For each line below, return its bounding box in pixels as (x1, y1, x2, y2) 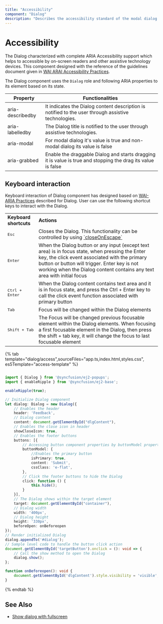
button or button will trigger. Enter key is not (38, 260, 139, 267)
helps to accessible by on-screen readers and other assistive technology (5, 58, 151, 64)
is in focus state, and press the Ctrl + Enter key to (38, 286, 151, 293)
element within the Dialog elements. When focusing (38, 321, 156, 327)
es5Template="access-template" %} (5, 361, 79, 367)
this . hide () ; (31, 483, 57, 488)
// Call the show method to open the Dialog (14, 551, 105, 556)
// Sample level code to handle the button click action (5, 542, 123, 547)
